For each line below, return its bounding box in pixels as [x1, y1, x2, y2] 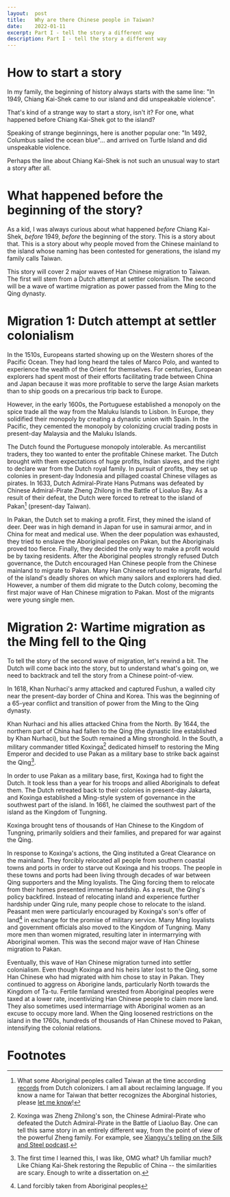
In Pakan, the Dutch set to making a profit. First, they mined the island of [7, 515, 211, 523]
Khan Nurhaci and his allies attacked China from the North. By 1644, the [7, 719, 210, 728]
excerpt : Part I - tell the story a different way [7, 29, 155, 36]
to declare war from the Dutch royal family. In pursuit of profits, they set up [7, 464, 218, 473]
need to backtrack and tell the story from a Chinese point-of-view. [7, 671, 194, 679]
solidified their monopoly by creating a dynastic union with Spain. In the [7, 415, 209, 423]
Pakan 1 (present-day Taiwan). [7, 501, 91, 510]
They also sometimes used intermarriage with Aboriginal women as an [7, 1002, 206, 1010]
